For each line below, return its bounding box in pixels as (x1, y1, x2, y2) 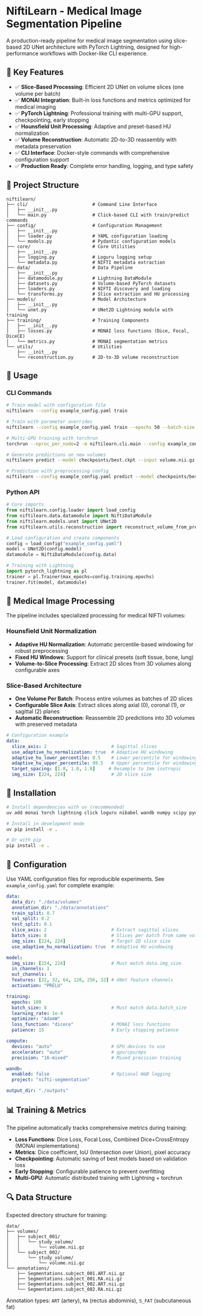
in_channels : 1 (11, 965, 50, 972)
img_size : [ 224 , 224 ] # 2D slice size (11, 772, 152, 778)
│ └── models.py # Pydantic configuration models (6, 238, 176, 245)
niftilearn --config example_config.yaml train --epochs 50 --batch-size (6, 424, 195, 430)
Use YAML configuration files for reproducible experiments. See (6, 875, 165, 882)
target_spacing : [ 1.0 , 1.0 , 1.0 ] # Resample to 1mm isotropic (11, 766, 182, 772)
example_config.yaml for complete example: (6, 881, 115, 889)
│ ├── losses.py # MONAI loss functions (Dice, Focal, (6, 328, 189, 334)
